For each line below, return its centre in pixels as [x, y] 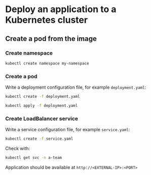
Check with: [18, 148]
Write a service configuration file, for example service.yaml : [68, 130]
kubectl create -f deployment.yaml [43, 97]
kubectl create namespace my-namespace [47, 63]
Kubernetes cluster [46, 20]
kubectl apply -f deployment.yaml [42, 105]
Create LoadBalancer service [42, 119]
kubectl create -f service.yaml [39, 139]
